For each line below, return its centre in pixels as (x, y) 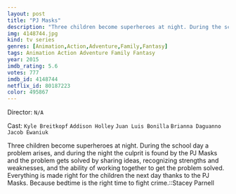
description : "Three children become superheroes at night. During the (114, 27)
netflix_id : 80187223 (39, 86)
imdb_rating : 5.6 (33, 66)
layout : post (26, 14)
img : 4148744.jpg (33, 33)
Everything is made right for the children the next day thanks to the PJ (108, 176)
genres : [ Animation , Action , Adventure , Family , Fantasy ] (88, 46)
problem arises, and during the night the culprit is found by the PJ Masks (112, 153)
